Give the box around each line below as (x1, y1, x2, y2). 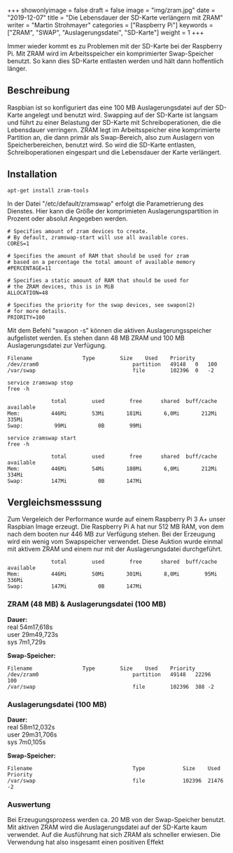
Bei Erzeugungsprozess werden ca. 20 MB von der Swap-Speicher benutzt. (7, 816, 226, 824)
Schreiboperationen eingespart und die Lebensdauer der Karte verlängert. (7, 147, 222, 157)
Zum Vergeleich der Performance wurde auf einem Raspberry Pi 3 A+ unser (7, 515, 226, 524)
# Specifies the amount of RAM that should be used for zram (7, 252, 190, 259)
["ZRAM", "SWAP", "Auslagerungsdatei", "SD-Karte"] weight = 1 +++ (7, 28, 204, 37)
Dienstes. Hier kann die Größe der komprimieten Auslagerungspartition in (7, 206, 219, 215)
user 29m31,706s (7, 730, 57, 739)
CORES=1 (7, 240, 30, 247)
